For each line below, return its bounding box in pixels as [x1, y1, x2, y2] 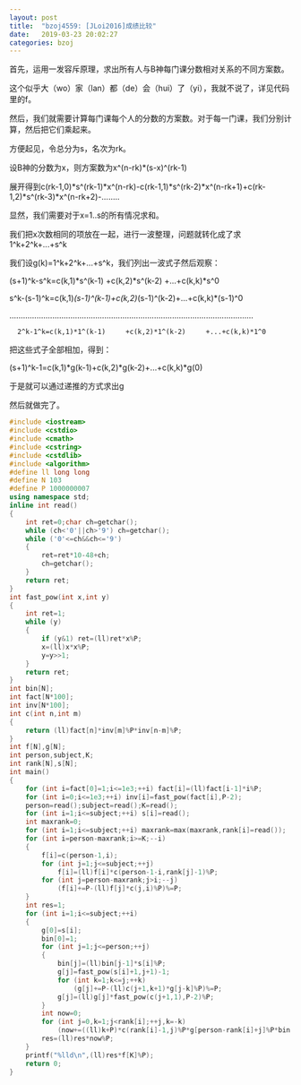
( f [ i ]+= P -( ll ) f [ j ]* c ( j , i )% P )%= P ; [56, 884, 183, 893]
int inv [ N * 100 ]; [9, 701, 70, 710]
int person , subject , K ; [9, 751, 94, 760]
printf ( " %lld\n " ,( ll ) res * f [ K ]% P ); [25, 1050, 154, 1060]
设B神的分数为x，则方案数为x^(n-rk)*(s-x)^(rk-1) [9, 162, 188, 173]
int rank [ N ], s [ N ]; [9, 759, 78, 769]
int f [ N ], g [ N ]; [9, 743, 66, 752]
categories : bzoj [9, 38, 74, 47]
